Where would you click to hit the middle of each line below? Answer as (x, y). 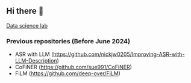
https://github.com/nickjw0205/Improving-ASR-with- (119, 54)
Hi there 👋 (25, 11)
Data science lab (27, 25)
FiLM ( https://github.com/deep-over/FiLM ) (67, 73)
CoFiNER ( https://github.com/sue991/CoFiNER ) (74, 67)
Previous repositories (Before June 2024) (68, 41)
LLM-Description (36, 61)
